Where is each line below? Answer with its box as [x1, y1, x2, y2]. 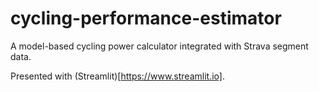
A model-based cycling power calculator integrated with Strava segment [10, 40, 309, 52]
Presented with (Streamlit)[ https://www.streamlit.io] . [10, 70, 225, 82]
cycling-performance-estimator [10, 7, 282, 30]
